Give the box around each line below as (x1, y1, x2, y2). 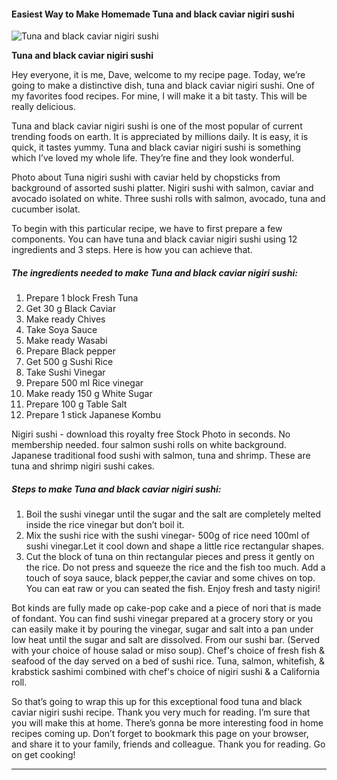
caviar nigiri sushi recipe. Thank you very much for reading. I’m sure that (11, 706, 311, 719)
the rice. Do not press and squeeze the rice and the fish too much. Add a (25, 561, 326, 574)
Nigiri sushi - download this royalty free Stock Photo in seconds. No (11, 428, 291, 440)
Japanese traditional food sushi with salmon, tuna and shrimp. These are (11, 450, 311, 462)
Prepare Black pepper (25, 345, 116, 357)
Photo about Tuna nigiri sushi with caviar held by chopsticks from (11, 171, 281, 184)
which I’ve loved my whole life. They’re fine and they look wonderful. (11, 152, 295, 164)
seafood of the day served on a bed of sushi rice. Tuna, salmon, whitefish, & (11, 655, 326, 667)
